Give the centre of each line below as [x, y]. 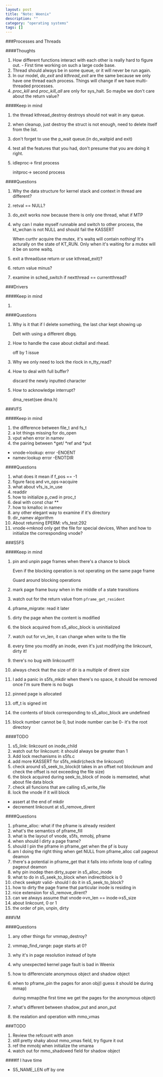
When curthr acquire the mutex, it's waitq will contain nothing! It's [78, 239]
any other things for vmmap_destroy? [50, 936]
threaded [22, 86]
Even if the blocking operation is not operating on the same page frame [83, 571]
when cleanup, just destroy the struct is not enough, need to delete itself [85, 125]
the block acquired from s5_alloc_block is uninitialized [66, 627]
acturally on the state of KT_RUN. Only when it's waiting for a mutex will [84, 244]
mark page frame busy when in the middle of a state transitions [76, 590]
